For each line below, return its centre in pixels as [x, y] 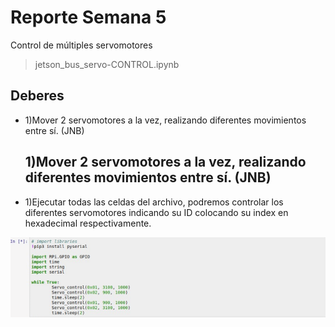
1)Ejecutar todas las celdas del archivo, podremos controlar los [154, 202]
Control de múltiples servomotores [81, 45]
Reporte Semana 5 [88, 17]
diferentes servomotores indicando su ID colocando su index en [156, 212]
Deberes [37, 96]
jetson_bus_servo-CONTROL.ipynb [107, 64]
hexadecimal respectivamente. [88, 223]
